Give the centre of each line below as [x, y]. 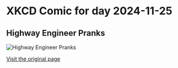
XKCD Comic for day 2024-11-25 [89, 11]
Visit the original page [33, 59]
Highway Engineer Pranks [56, 33]
